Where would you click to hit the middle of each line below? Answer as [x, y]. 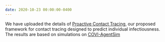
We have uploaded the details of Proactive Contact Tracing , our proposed [81, 24]
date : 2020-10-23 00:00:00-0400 [38, 10]
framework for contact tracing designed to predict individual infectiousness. [83, 29]
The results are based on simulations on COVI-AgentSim [63, 34]
